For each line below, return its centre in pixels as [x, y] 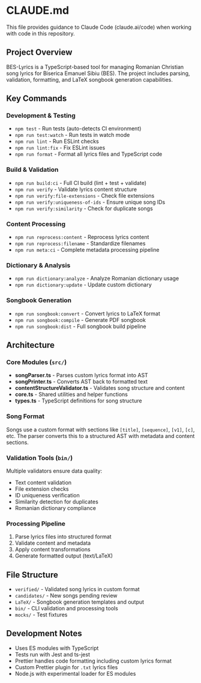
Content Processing [36, 224]
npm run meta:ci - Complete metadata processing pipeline [87, 250]
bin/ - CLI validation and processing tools [66, 609]
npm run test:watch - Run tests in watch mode [72, 135]
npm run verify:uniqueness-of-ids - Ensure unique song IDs [90, 202]
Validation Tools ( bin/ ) [40, 458]
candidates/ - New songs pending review [66, 596]
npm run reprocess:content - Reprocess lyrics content [82, 237]
